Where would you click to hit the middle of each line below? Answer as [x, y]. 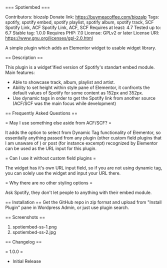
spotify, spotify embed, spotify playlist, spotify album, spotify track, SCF [79, 22]
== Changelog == [23, 242]
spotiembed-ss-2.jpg [34, 232]
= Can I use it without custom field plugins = [51, 158]
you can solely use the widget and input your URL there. [63, 173]
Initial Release [27, 261]
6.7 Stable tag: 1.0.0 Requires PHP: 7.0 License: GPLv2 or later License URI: [82, 33]
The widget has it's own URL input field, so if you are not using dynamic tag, [84, 168]
